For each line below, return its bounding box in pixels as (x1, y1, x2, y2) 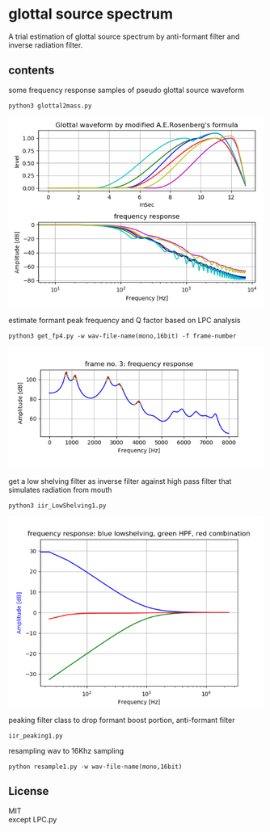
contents (8, 64, 55, 78)
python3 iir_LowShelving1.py (8, 502, 107, 510)
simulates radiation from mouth (8, 485, 112, 494)
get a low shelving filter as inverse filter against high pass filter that (8, 476, 232, 485)
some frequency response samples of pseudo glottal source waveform (8, 85, 245, 95)
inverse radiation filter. (8, 40, 83, 49)
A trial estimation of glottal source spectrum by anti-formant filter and (8, 32, 240, 41)
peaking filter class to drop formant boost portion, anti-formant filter (8, 715, 235, 725)
